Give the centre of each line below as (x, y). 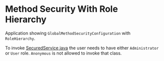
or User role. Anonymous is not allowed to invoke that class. (63, 53)
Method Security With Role (61, 9)
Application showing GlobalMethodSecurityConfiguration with (68, 33)
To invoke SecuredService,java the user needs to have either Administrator (82, 48)
